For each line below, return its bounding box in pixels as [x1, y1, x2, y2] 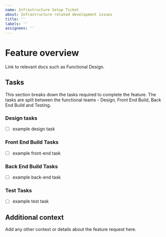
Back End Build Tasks [5, 163, 58, 170]
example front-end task [12, 150, 61, 156]
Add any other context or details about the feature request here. [5, 227, 137, 233]
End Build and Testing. [5, 102, 51, 108]
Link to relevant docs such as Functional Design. [5, 64, 105, 70]
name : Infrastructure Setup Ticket [5, 7, 79, 12]
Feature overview [5, 47, 79, 59]
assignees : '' [5, 26, 35, 31]
